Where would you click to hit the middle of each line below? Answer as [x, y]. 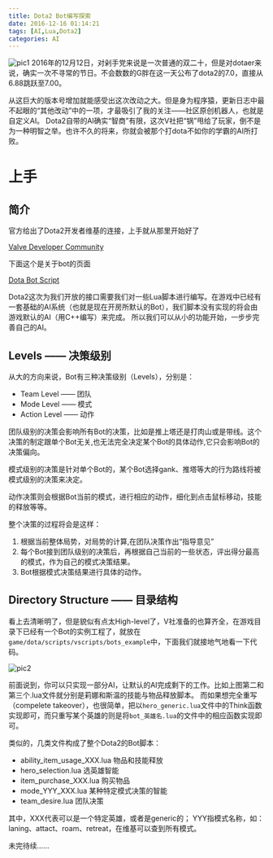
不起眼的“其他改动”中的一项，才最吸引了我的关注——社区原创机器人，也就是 [136, 111]
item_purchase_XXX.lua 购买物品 [75, 780]
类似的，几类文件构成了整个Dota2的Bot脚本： [84, 742]
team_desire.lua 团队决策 [62, 801]
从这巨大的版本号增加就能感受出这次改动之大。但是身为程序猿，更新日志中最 [136, 101]
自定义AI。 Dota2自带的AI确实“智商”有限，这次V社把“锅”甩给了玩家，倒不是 [135, 121]
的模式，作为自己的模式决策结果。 [77, 562]
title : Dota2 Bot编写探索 [50, 16]
